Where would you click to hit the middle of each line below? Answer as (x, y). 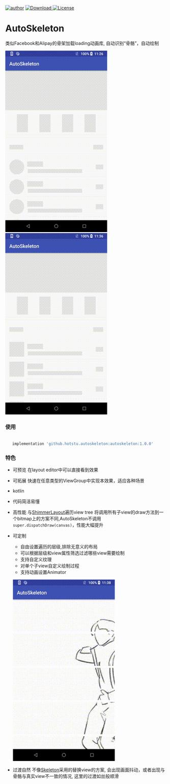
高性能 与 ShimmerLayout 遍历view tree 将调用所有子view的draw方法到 (86, 512)
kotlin (18, 491)
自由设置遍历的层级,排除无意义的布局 (59, 547)
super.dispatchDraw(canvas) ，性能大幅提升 (58, 525)
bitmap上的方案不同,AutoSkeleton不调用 (59, 519)
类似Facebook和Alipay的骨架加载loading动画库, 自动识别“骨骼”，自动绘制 (82, 43)
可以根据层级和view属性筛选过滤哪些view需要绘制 (72, 553)
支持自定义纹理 (36, 560)
